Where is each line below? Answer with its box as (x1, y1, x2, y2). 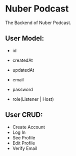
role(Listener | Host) (12, 96, 54, 102)
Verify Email (12, 145, 37, 151)
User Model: (5, 34, 44, 43)
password (12, 86, 33, 92)
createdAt (12, 57, 33, 63)
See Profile (12, 134, 35, 140)
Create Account (12, 124, 45, 130)
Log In (12, 129, 26, 135)
